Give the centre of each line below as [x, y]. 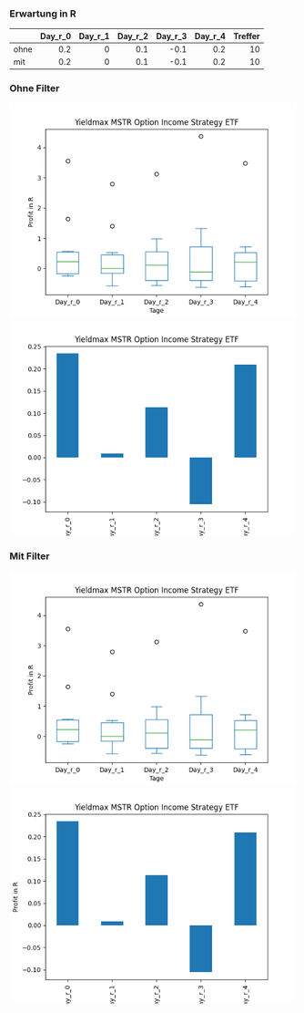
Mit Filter [30, 556]
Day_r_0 [56, 36]
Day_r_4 [210, 36]
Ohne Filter [35, 88]
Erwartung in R [43, 14]
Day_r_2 [132, 36]
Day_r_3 [172, 36]
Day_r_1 [94, 36]
